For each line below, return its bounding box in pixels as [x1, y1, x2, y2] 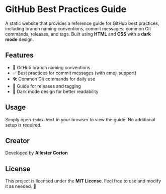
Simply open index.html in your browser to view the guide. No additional [5, 116, 155, 122]
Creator [5, 136, 30, 145]
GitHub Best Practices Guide [5, 4, 127, 15]
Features [5, 51, 34, 60]
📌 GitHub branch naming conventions [12, 64, 91, 70]
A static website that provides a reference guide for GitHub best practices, [5, 20, 159, 26]
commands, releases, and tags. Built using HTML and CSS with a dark [5, 31, 151, 37]
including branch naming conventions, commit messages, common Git [5, 25, 151, 31]
